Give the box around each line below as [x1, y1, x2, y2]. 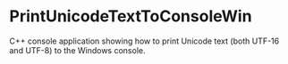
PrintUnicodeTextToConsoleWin [9, 6, 252, 27]
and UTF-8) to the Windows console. [9, 44, 146, 55]
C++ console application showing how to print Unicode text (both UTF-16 [9, 36, 280, 46]
